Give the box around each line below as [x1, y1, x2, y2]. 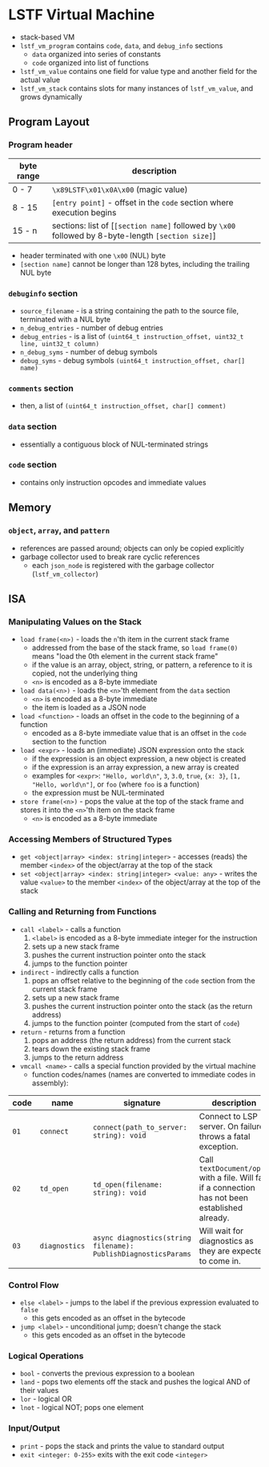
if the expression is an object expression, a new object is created [31, 754, 247, 764]
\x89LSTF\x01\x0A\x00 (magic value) [51, 183, 188, 194]
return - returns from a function [19, 1027, 126, 1036]
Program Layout [8, 115, 90, 129]
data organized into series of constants [31, 49, 162, 59]
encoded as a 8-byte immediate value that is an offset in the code [31, 729, 247, 738]
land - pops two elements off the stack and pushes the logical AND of [19, 1377, 251, 1387]
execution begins [51, 206, 117, 218]
